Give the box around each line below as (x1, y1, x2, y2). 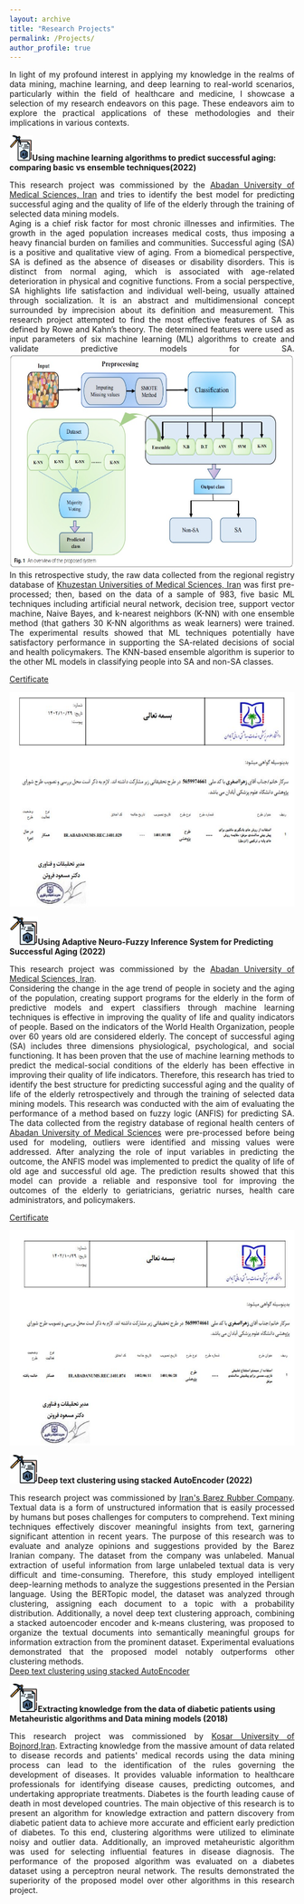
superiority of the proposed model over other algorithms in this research (9, 1875, 295, 1886)
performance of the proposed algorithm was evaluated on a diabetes (9, 1856, 295, 1867)
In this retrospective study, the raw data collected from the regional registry (9, 570, 295, 581)
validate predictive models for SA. (9, 343, 295, 354)
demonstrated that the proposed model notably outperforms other (9, 1647, 295, 1658)
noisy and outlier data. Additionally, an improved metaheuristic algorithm (9, 1837, 295, 1848)
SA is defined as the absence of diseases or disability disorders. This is (9, 256, 295, 267)
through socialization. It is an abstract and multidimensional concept (9, 295, 295, 306)
